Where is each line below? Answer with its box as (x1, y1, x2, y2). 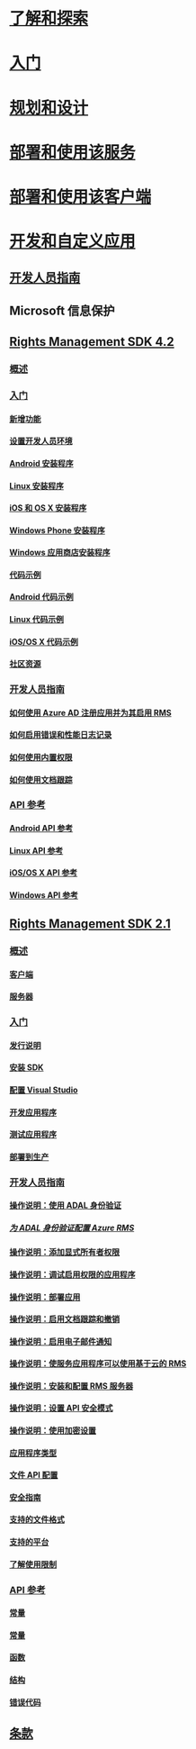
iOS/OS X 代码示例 (9, 636, 79, 647)
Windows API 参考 (9, 889, 79, 901)
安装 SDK (9, 1062, 44, 1073)
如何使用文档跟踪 (9, 774, 73, 784)
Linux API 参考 (9, 845, 64, 856)
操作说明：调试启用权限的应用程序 (9, 1269, 136, 1280)
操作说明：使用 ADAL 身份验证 (9, 1200, 121, 1211)
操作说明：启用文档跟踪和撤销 (9, 1314, 120, 1325)
